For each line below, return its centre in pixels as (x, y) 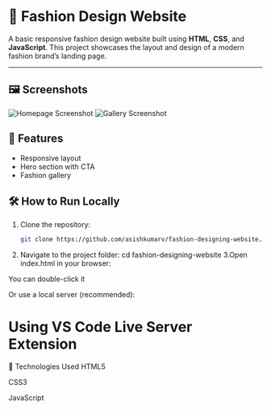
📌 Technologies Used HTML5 (57, 367)
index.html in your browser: (65, 263)
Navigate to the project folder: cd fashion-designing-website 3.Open (133, 255)
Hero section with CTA (57, 166)
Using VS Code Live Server (100, 327)
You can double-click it (47, 279)
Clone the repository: (55, 225)
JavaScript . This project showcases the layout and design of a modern (126, 47)
